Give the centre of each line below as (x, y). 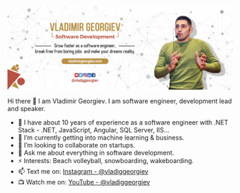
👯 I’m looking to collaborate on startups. (76, 145)
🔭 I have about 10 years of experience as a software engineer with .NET (123, 122)
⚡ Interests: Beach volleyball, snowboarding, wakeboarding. (106, 160)
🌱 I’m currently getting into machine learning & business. (101, 137)
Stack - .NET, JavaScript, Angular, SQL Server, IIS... (94, 130)
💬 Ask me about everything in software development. (96, 152)
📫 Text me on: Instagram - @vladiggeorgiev (83, 171)
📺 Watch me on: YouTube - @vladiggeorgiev (84, 182)
